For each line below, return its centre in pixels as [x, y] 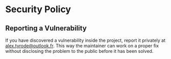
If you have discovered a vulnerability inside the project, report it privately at [86, 40]
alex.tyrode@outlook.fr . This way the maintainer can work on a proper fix [82, 46]
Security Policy [38, 9]
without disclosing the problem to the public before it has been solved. [79, 51]
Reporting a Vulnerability [46, 28]
